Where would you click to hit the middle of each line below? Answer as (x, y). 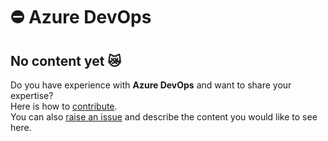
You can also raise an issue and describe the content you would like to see (164, 117)
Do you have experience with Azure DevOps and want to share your (151, 85)
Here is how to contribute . (64, 106)
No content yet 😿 (66, 60)
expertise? (32, 95)
